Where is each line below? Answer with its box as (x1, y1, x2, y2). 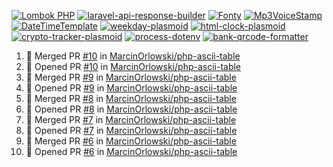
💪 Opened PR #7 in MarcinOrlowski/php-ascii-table (25, 125, 238, 136)
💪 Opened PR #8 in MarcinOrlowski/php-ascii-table (25, 103, 238, 115)
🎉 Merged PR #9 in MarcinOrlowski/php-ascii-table (25, 71, 237, 83)
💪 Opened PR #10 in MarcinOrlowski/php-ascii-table (25, 61, 242, 72)
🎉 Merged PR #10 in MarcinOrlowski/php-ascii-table (25, 50, 241, 62)
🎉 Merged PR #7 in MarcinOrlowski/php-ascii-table (25, 114, 237, 125)
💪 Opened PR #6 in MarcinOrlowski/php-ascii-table (25, 146, 238, 157)
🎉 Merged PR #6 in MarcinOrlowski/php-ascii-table (25, 135, 237, 147)
